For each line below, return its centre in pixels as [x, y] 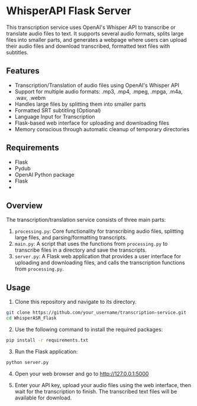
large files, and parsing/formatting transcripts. [71, 238]
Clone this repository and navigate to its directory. [76, 302]
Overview [25, 205]
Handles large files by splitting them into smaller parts [80, 104]
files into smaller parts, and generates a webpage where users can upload [97, 40]
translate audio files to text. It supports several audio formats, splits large [95, 33]
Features [23, 71]
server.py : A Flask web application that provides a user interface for [98, 256]
